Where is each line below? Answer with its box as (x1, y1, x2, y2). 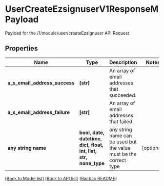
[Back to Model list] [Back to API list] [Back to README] (5, 175, 117, 181)
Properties (5, 44, 38, 53)
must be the (109, 151, 137, 158)
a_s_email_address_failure (7, 109, 70, 116)
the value (109, 144, 131, 151)
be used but (109, 138, 137, 145)
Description (109, 59, 138, 66)
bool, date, (79, 129, 104, 136)
